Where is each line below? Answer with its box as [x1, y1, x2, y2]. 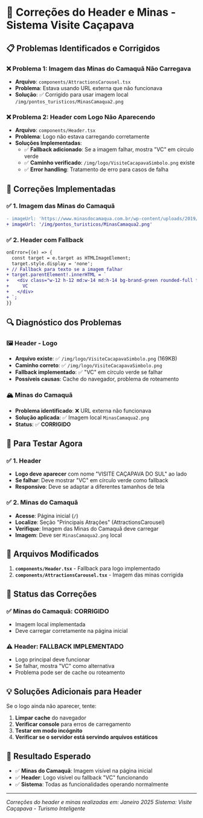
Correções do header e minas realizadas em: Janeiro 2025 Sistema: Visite [6, 799, 192, 806]
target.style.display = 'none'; [11, 260, 94, 267]
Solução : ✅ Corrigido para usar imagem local [14, 91, 129, 98]
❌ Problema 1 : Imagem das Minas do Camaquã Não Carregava [6, 64, 192, 73]
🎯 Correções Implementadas [6, 184, 116, 194]
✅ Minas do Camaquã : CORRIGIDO [6, 607, 109, 615]
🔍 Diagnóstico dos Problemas [6, 318, 122, 328]
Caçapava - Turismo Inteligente [6, 805, 86, 813]
